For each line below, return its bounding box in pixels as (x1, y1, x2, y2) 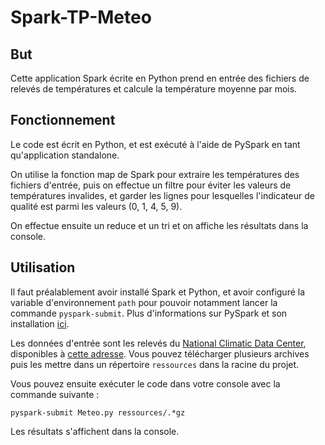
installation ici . (10, 317, 70, 330)
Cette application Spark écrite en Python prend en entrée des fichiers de (10, 72, 310, 84)
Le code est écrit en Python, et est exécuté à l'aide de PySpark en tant (10, 138, 301, 150)
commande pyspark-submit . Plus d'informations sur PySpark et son (10, 307, 288, 319)
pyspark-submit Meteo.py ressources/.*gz (10, 407, 186, 418)
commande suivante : (10, 388, 100, 400)
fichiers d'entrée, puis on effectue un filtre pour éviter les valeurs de (10, 179, 292, 191)
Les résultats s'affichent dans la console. (10, 425, 180, 437)
